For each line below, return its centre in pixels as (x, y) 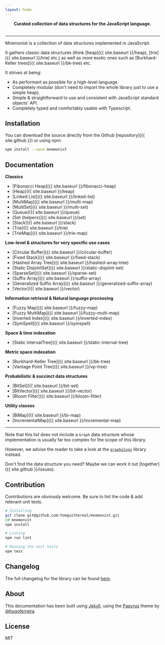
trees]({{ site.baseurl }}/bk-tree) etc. (55, 63)
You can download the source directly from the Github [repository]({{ (75, 135)
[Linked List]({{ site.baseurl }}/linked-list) (54, 196)
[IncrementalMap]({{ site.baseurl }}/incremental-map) (67, 421)
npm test (14, 551)
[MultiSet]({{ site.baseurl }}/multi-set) (50, 207)
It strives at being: (23, 72)
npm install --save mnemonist (36, 150)
